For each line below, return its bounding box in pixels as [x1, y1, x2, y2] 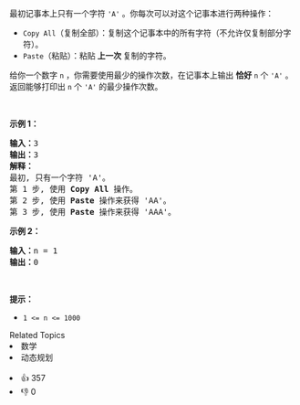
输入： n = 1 [9, 246, 58, 256]
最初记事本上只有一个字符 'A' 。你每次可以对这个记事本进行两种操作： [9, 8, 274, 18]
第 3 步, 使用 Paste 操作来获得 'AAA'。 [9, 207, 176, 217]
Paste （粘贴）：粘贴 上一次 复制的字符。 [22, 50, 171, 61]
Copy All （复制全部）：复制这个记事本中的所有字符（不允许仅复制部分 [22, 27, 284, 38]
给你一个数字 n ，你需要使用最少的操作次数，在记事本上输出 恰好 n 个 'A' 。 [9, 69, 294, 80]
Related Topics [9, 330, 66, 340]
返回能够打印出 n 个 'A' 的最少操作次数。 [9, 81, 163, 91]
